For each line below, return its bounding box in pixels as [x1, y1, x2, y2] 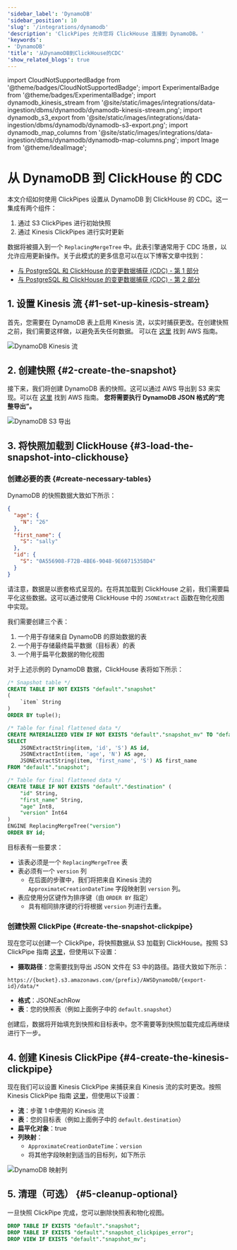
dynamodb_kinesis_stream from [7, 98, 100, 107]
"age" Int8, [20, 803, 55, 810]
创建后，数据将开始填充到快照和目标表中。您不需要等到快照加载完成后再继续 [7, 1020, 230, 1028]
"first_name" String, [20, 796, 83, 804]
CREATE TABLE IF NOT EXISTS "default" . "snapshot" [7, 686, 157, 693]
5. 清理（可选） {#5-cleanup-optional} [7, 1188, 178, 1201]
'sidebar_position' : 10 [7, 17, 78, 24]
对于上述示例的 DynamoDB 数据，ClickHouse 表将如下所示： [7, 665, 184, 673]
